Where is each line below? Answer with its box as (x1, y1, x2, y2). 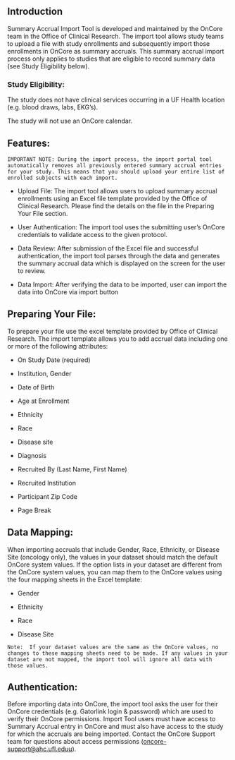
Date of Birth (17, 382, 55, 391)
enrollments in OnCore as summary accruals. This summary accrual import (7, 47, 224, 55)
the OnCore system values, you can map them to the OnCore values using (7, 567, 222, 576)
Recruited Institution (17, 478, 76, 487)
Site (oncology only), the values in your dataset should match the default (7, 553, 218, 561)
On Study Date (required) (17, 356, 91, 364)
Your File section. (17, 209, 68, 217)
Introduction (7, 6, 63, 18)
